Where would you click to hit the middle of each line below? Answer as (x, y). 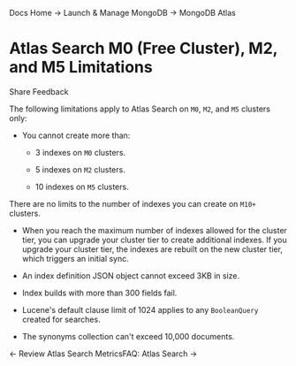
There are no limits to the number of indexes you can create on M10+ (133, 203)
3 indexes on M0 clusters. (80, 152)
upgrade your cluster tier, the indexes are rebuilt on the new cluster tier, (152, 249)
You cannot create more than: (76, 135)
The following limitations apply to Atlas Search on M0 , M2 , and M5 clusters (140, 109)
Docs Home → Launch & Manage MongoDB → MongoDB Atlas (122, 13)
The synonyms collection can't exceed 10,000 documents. (128, 336)
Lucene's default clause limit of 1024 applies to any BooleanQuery (140, 309)
